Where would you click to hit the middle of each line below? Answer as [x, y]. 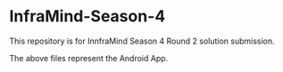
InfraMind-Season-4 [87, 16]
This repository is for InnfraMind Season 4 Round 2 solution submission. [142, 41]
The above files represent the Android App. [89, 58]
